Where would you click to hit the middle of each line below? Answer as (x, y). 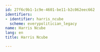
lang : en (14, 33)
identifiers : (19, 14)
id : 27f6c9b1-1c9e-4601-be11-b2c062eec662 (50, 10)
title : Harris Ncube (27, 38)
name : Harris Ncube (25, 28)
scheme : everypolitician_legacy (43, 24)
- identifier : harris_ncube (34, 19)
